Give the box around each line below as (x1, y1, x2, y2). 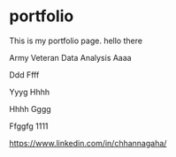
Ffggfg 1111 (9, 121, 49, 131)
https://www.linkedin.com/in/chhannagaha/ (9, 138, 167, 148)
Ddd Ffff (9, 69, 40, 80)
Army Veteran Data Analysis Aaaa (9, 52, 132, 63)
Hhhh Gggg (9, 103, 51, 114)
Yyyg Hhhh (9, 86, 50, 97)
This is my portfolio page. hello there (9, 35, 143, 46)
